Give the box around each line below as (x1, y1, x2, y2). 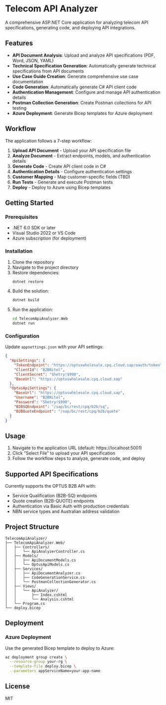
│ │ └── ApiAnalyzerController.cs (5, 549, 85, 554)
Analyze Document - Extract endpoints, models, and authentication (12, 152, 151, 159)
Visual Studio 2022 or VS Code (12, 230, 76, 236)
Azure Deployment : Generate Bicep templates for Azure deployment (12, 110, 153, 116)
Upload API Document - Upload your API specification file (12, 147, 131, 153)
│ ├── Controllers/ (5, 544, 50, 550)
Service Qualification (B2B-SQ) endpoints (12, 493, 97, 499)
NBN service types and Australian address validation (12, 509, 120, 514)
